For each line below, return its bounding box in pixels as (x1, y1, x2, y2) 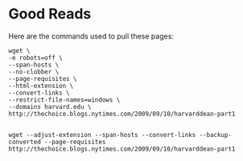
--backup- (199, 131, 232, 139)
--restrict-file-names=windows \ (8, 95, 121, 104)
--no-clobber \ (8, 67, 60, 76)
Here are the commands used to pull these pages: (8, 31, 175, 41)
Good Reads (8, 5, 92, 23)
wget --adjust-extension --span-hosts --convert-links (8, 131, 196, 139)
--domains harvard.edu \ (8, 103, 92, 111)
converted (8, 138, 42, 146)
